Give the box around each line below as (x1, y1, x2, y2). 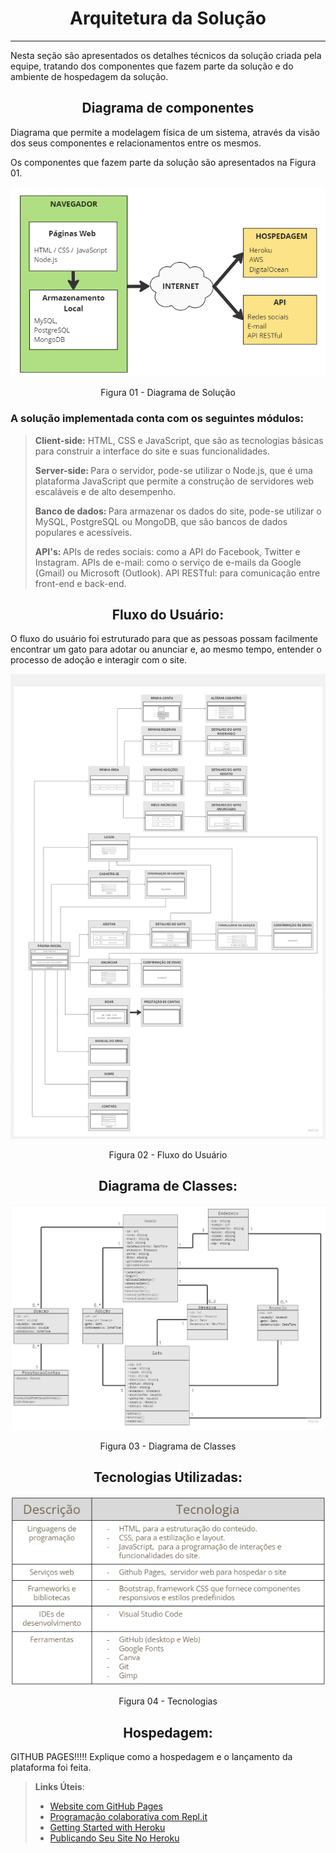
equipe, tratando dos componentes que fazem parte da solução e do (10, 60, 294, 72)
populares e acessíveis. (34, 526, 133, 538)
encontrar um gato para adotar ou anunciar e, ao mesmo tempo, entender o (10, 643, 322, 656)
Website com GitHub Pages (49, 1800, 163, 1812)
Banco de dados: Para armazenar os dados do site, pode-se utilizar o (34, 505, 322, 517)
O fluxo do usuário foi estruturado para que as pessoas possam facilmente (10, 633, 318, 645)
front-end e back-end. (34, 577, 127, 589)
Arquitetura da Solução (69, 7, 267, 30)
